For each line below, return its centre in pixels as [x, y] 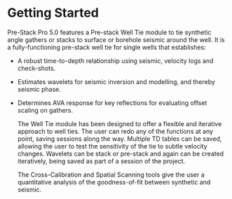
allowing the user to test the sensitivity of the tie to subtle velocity [112, 146]
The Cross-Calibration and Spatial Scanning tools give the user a [111, 174]
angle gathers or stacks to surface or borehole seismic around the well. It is [116, 39]
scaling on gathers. [45, 110]
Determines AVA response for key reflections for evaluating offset [112, 102]
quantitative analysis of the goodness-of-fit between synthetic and [114, 182]
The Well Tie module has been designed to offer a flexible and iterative [120, 123]
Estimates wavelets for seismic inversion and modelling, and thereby [116, 81]
